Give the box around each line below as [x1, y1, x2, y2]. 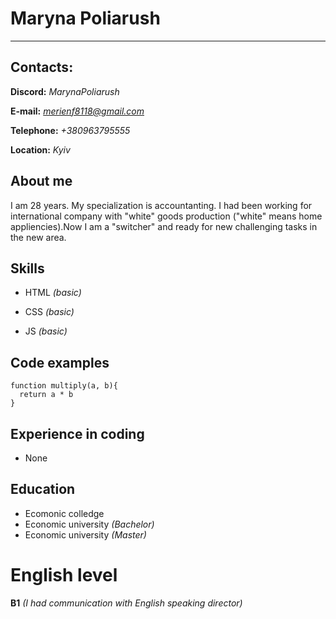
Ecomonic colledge [24, 507, 105, 519]
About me [10, 173, 73, 190]
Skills [10, 260, 45, 277]
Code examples [10, 354, 110, 371]
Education [10, 481, 76, 498]
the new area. [10, 231, 67, 243]
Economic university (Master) [24, 528, 147, 541]
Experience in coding [10, 425, 145, 442]
